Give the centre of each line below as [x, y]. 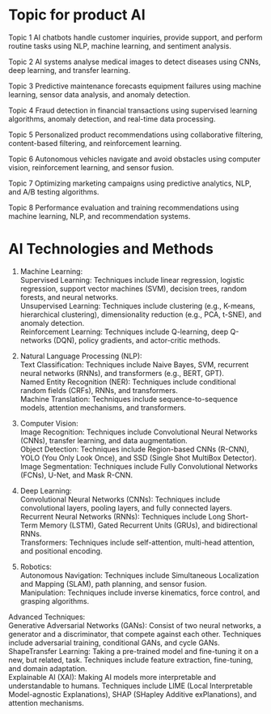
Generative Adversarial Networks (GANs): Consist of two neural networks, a [135, 625]
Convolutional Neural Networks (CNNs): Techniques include [120, 499]
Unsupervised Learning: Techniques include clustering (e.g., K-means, [138, 306]
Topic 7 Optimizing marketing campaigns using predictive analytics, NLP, [130, 183]
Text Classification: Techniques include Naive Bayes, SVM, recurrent [134, 364]
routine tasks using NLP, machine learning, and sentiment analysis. [120, 45]
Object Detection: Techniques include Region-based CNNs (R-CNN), [134, 449]
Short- [238, 516]
